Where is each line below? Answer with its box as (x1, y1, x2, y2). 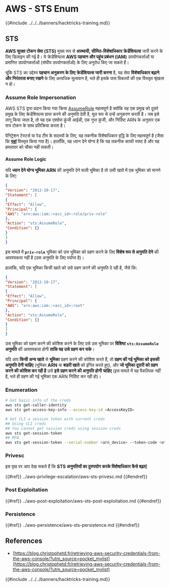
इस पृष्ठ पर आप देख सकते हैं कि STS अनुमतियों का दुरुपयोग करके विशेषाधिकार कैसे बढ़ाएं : (5, 463, 148, 469)
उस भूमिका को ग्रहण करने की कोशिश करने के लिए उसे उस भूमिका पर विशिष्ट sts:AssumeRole (5, 341, 159, 346)
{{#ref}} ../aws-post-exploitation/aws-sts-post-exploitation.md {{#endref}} (5, 498, 162, 504)
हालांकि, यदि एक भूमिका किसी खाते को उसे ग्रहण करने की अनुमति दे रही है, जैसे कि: (5, 265, 138, 271)
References (5, 537, 42, 545)
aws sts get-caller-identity (5, 402, 67, 408)
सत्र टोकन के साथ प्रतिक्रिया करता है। (5, 123, 66, 129)
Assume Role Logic (5, 156, 47, 162)
